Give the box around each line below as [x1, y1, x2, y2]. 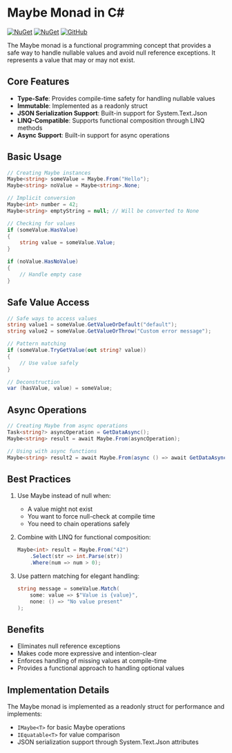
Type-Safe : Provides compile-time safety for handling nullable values [17, 94, 215, 102]
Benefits [7, 624, 45, 635]
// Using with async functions [7, 447, 97, 454]
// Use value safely [19, 360, 79, 366]
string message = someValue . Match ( [17, 585, 120, 592]
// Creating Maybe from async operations [7, 422, 128, 429]
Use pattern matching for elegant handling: [17, 572, 140, 580]
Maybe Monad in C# [7, 5, 125, 21]
